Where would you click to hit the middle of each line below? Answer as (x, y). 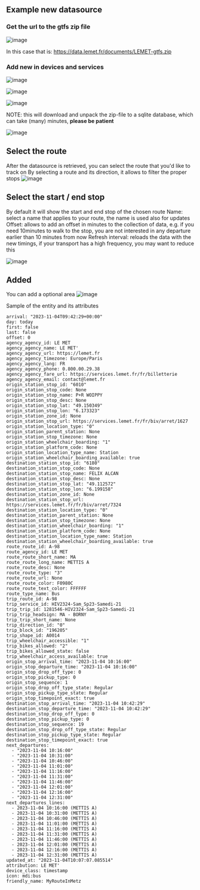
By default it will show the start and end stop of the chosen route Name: (95, 211)
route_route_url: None (34, 578)
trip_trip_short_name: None (41, 620)
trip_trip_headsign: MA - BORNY (46, 615)
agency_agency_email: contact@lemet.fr (56, 380)
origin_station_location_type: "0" (50, 426)
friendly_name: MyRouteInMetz (44, 881)
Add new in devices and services (55, 67)
